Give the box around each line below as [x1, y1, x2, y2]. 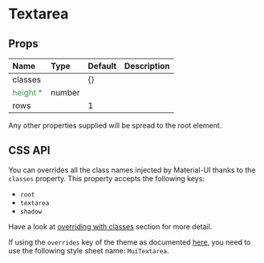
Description [124, 61, 170, 71]
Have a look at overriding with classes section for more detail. [8, 221, 213, 231]
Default [87, 61, 117, 71]
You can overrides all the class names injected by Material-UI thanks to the [8, 165, 256, 175]
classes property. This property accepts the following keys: [8, 173, 205, 183]
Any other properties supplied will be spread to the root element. [8, 121, 222, 130]
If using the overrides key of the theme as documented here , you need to [8, 237, 251, 247]
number [51, 87, 80, 98]
